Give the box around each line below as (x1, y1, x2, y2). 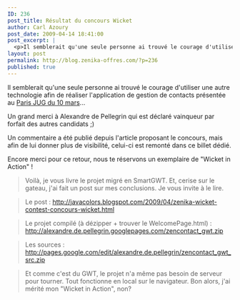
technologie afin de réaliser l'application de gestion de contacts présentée (7, 90, 226, 99)
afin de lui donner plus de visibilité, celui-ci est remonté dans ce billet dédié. (7, 140, 231, 150)
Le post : (24, 197, 51, 206)
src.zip (24, 255, 45, 264)
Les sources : (24, 240, 65, 249)
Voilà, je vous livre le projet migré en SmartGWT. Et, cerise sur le (24, 176, 215, 185)
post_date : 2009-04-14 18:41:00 (7, 30, 104, 38)
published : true (7, 63, 56, 71)
